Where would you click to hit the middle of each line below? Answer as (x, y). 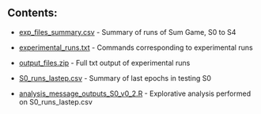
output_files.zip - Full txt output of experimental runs (104, 63)
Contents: (32, 13)
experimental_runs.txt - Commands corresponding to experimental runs (136, 47)
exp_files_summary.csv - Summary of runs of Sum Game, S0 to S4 (127, 32)
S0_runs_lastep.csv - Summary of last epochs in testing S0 (115, 78)
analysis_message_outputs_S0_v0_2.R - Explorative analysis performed (134, 93)
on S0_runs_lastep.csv (55, 101)
